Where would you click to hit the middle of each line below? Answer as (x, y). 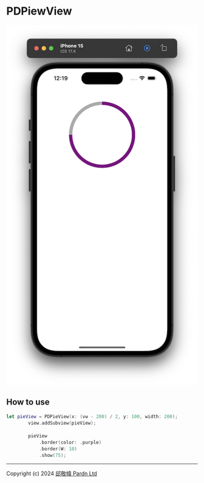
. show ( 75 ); (53, 455)
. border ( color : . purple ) (70, 442)
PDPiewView (39, 11)
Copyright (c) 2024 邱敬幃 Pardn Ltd (52, 473)
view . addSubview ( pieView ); (62, 423)
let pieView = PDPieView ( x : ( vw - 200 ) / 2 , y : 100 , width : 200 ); (92, 417)
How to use (28, 402)
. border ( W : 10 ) (58, 449)
